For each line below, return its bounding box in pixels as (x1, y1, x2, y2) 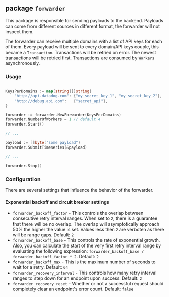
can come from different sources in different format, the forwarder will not (5, 23, 160, 29)
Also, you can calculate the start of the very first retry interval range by (12, 242, 161, 249)
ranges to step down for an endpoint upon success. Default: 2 (12, 275, 142, 281)
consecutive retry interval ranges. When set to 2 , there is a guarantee (12, 215, 158, 221)
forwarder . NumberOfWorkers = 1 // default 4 (5, 117, 101, 122)
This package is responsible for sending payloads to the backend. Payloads (5, 17, 164, 23)
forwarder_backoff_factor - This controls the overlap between (12, 210, 144, 216)
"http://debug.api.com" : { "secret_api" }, (14, 98, 108, 104)
